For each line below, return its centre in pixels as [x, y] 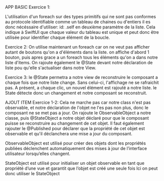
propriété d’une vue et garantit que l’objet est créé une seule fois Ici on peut [82, 168]
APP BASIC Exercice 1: [28, 7]
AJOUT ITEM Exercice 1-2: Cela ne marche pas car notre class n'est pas [78, 102]
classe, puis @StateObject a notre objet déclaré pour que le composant [77, 118]
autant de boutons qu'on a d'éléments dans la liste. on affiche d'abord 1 [77, 52]
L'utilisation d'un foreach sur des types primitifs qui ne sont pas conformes [81, 16]
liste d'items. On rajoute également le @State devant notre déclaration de [79, 63]
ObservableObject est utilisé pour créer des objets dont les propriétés [75, 143]
